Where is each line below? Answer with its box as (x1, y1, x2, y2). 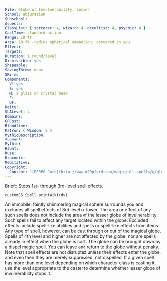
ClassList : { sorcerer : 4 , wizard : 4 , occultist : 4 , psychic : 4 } (5, 26, 146, 31)
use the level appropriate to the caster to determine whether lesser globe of (5, 265, 161, 271)
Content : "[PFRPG (9, 169, 46, 174)
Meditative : (5, 160, 30, 165)
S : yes (9, 86, 23, 91)
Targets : (5, 49, 23, 54)
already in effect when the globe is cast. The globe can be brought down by (5, 239, 161, 245)
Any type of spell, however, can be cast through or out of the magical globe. (5, 228, 161, 234)
